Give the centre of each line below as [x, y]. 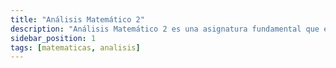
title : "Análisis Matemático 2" [77, 19]
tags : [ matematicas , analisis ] [75, 47]
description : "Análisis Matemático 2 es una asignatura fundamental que [165, 29]
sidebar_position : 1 [53, 38]
